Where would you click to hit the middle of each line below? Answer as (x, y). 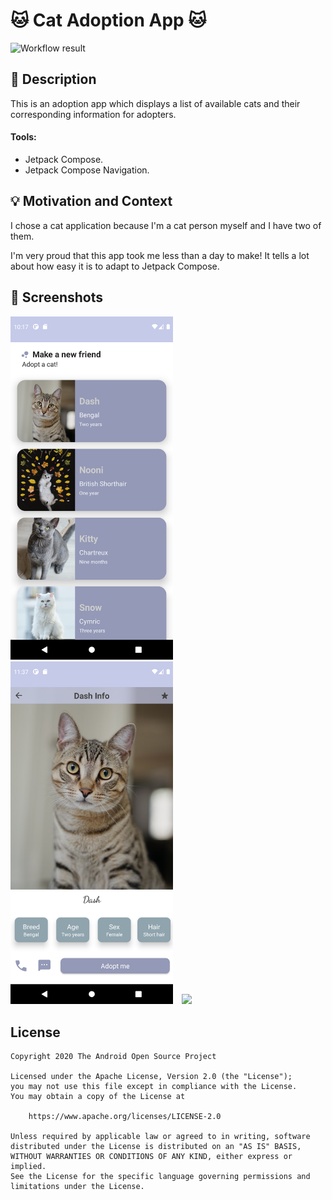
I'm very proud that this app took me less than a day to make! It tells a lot (160, 255)
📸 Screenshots (57, 297)
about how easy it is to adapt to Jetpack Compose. (115, 266)
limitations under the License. (77, 1187)
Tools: (23, 137)
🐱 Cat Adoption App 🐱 (108, 20)
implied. (28, 1167)
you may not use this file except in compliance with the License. (154, 1087)
